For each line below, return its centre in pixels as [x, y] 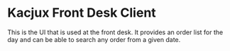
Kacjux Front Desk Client [82, 13]
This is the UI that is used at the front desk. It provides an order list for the [115, 32]
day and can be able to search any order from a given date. [94, 39]
